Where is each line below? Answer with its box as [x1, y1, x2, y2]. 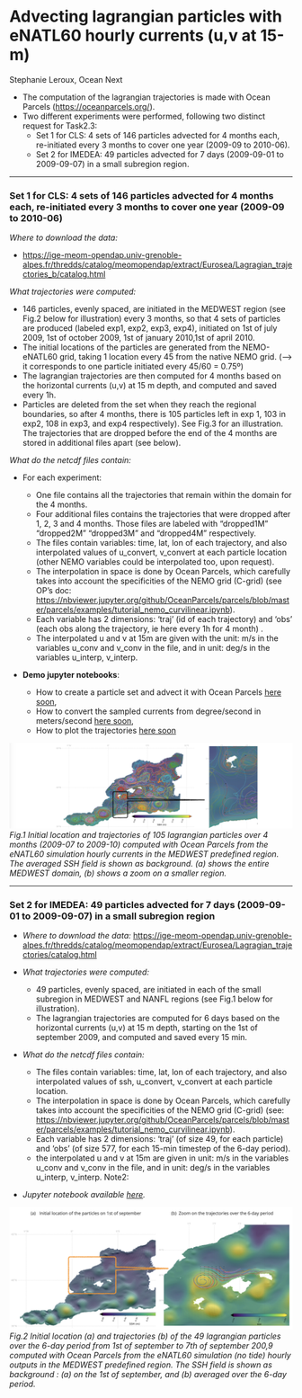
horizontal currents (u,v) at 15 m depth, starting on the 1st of [35, 1022, 258, 1033]
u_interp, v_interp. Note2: [35, 1171, 129, 1183]
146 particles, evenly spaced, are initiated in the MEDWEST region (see [22, 304, 286, 315]
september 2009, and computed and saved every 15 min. [35, 1032, 248, 1043]
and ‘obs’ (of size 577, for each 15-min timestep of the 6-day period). [35, 1144, 291, 1154]
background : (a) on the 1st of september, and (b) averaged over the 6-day [9, 1368, 288, 1379]
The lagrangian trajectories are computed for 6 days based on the [35, 1013, 280, 1024]
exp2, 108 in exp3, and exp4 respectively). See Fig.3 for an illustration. [22, 418, 283, 429]
